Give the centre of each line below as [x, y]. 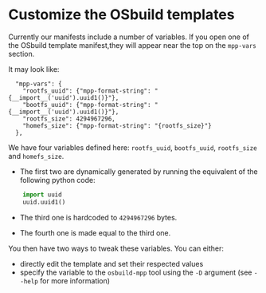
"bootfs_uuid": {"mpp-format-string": [87, 105]
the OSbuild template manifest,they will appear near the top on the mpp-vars [133, 45]
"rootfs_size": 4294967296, [69, 119]
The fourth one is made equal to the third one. [95, 232]
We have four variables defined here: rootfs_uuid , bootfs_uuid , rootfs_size [133, 147]
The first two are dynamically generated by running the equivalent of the [139, 171]
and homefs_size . [36, 156]
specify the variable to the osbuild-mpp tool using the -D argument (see [136, 272]
